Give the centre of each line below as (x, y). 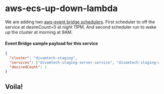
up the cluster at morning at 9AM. (39, 32)
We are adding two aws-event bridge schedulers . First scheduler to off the (80, 22)
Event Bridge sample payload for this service (51, 43)
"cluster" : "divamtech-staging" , (43, 58)
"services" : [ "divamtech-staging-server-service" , (62, 63)
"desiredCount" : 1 (28, 67)
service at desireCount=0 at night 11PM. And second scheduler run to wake (81, 27)
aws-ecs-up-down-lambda (61, 8)
